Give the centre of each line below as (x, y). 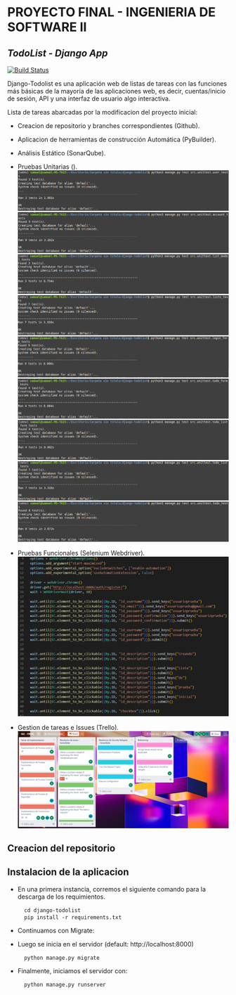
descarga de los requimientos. (61, 897)
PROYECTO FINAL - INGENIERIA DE (112, 12)
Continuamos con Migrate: (56, 930)
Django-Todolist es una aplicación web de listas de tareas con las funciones (117, 84)
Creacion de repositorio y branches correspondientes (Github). (109, 126)
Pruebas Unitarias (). (47, 167)
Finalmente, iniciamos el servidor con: (72, 970)
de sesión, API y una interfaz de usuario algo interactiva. (89, 98)
